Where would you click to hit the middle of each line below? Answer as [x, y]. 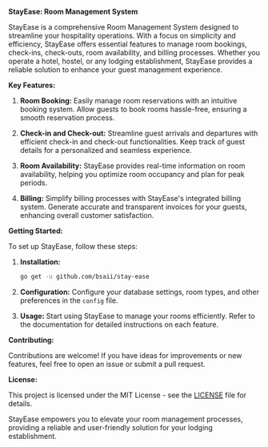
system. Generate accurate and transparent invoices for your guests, [133, 207]
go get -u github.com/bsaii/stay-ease [84, 276]
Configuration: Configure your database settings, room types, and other [140, 292]
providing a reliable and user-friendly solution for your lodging [111, 427]
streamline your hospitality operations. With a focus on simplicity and [122, 36]
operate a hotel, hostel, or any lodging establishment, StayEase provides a [130, 61]
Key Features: [32, 85]
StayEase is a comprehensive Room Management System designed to [124, 27]
